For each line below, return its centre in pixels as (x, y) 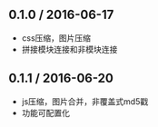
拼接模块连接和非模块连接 (69, 49)
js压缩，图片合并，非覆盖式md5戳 (85, 101)
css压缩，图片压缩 (56, 38)
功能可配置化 (45, 112)
